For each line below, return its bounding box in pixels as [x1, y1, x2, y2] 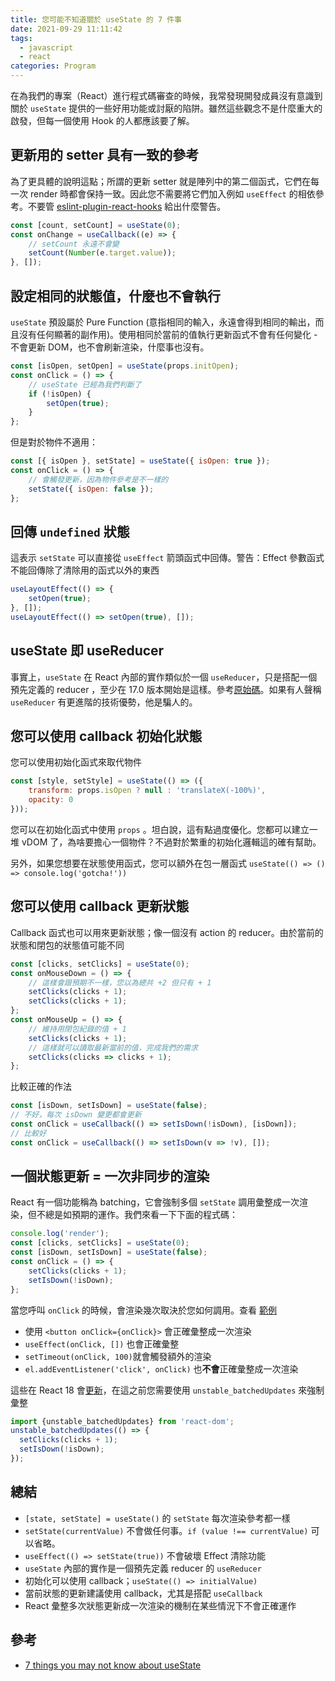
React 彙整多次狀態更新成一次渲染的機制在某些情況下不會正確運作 [24, 1599, 297, 1611]
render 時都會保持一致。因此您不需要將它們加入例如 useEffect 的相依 [29, 187, 316, 200]
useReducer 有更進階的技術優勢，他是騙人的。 [10, 696, 198, 708]
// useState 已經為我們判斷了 [28, 379, 142, 390]
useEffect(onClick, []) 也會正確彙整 [24, 1337, 180, 1350]
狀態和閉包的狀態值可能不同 [10, 939, 125, 951]
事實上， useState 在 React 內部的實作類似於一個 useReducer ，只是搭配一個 [10, 671, 318, 683]
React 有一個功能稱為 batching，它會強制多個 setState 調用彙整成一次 [10, 1196, 300, 1208]
